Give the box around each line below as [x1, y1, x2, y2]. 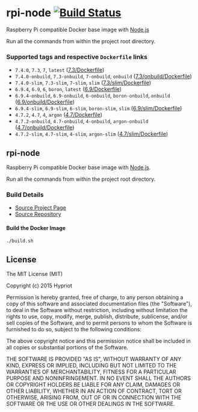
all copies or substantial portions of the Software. [6, 344, 128, 351]
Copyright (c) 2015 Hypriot [6, 282, 72, 289]
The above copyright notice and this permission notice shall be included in [6, 337, 191, 345]
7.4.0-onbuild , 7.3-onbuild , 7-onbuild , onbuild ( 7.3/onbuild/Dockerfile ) [14, 73, 193, 80]
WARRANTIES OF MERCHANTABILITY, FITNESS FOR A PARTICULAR [6, 368, 176, 376]
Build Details [6, 190, 44, 199]
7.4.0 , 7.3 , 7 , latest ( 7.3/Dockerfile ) [14, 66, 105, 73]
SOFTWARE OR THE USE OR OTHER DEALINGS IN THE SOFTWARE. [6, 401, 175, 408]
